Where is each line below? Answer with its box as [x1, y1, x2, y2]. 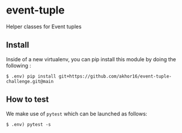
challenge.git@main [6, 78, 54, 84]
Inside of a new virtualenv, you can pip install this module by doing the [6, 55, 176, 62]
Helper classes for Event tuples [6, 23, 82, 30]
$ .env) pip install [6, 73, 57, 79]
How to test [6, 95, 49, 105]
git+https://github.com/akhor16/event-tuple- [58, 73, 172, 79]
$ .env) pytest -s [6, 121, 51, 127]
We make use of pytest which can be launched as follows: [6, 110, 148, 117]
